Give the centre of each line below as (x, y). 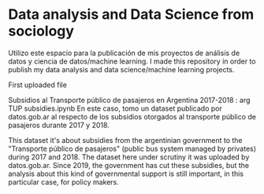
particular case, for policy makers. (64, 181)
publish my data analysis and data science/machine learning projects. (121, 69)
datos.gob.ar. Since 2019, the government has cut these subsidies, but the (129, 165)
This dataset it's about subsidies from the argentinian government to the (125, 140)
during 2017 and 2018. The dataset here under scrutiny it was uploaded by (129, 157)
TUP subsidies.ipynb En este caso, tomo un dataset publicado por (115, 108)
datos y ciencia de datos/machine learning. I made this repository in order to (132, 61)
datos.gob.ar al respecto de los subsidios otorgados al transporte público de (132, 116)
